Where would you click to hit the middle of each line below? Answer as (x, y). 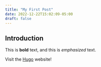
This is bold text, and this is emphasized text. (50, 50)
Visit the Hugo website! (29, 59)
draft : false (18, 18)
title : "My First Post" (29, 9)
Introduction (24, 38)
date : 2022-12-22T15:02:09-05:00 (39, 14)
